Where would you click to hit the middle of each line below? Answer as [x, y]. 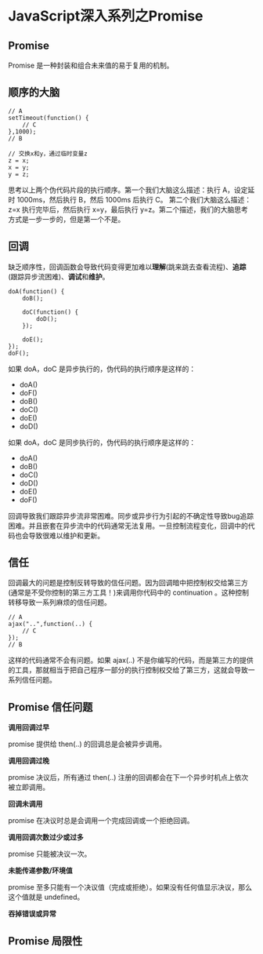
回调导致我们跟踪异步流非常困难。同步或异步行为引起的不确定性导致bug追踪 [131, 515]
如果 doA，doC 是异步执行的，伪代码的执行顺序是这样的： [102, 369]
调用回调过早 [29, 727]
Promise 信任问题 [50, 707]
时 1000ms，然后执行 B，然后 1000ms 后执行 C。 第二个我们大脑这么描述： [130, 199]
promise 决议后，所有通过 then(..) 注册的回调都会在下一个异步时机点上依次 [128, 777]
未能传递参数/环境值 [40, 871]
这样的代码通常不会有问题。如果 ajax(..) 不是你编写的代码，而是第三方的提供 [131, 661]
